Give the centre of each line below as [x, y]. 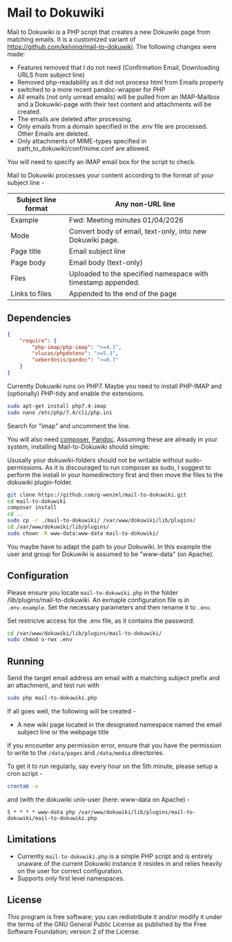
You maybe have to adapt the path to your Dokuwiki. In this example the [109, 546]
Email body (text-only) [106, 263]
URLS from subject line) [51, 75]
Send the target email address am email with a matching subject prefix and [114, 678]
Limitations [32, 839]
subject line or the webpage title [63, 732]
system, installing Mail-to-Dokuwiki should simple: [79, 446]
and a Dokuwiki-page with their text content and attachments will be [114, 104]
